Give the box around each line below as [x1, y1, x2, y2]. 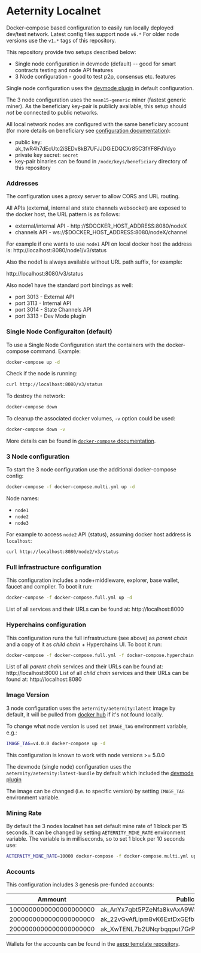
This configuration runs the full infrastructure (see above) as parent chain [6, 634, 188, 641]
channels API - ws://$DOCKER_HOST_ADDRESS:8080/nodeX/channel [14, 229, 188, 236]
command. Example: [31, 347, 81, 355]
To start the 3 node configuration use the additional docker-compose [6, 466, 176, 473]
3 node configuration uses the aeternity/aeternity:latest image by [6, 704, 176, 712]
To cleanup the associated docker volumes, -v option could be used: [6, 415, 175, 422]
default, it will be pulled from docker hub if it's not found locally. [6, 710, 163, 718]
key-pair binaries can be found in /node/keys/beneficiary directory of [14, 157, 187, 165]
